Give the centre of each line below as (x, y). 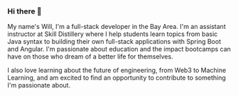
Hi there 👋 (25, 11)
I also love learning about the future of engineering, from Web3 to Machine (117, 71)
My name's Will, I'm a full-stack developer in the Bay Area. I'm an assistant (117, 27)
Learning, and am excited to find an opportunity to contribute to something (117, 78)
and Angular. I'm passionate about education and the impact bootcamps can (119, 49)
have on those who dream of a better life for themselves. (90, 56)
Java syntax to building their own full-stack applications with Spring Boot (114, 42)
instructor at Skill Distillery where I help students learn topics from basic (113, 34)
